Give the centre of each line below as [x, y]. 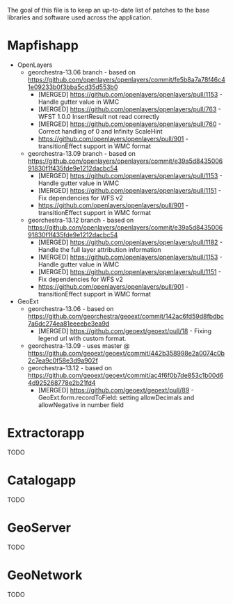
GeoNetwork [45, 575]
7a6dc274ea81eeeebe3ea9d [69, 324]
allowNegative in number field [81, 405]
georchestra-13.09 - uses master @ [79, 345]
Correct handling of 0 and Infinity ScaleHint [100, 131]
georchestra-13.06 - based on [71, 308]
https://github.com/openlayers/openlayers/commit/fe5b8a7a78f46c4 [127, 79]
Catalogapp [42, 480]
